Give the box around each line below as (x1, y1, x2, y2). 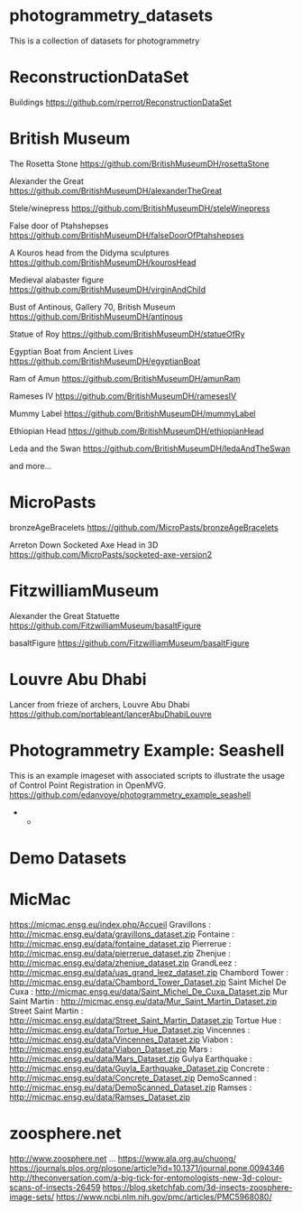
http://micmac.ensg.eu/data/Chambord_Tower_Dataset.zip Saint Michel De (9, 976, 287, 987)
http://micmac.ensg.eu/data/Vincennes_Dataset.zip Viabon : (9, 1034, 233, 1045)
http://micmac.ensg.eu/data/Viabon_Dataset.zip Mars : (9, 1043, 213, 1054)
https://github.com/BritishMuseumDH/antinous (9, 310, 183, 321)
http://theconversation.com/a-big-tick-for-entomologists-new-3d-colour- (9, 1172, 282, 1183)
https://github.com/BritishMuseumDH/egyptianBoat (9, 356, 201, 366)
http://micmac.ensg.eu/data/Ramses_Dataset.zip (9, 1091, 191, 1102)
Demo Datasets (9, 847, 127, 868)
